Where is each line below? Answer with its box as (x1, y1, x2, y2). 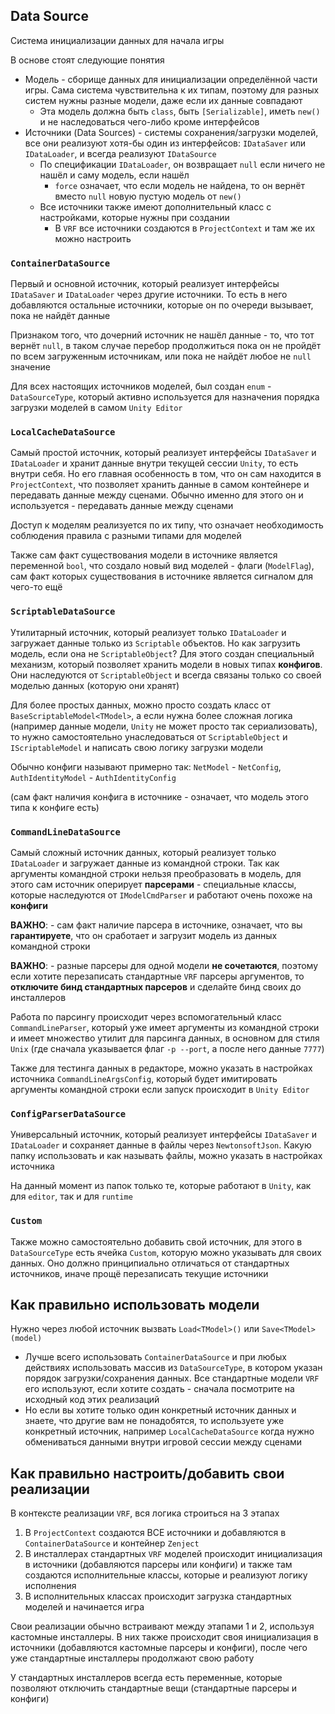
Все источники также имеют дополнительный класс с (39, 200, 272, 213)
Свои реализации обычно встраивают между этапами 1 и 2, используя (10, 1620, 315, 1633)
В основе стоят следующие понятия (10, 54, 165, 66)
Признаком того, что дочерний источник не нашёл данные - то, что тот (10, 329, 315, 341)
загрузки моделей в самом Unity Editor (10, 402, 183, 414)
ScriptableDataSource (10, 606, 116, 618)
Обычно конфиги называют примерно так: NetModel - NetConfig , (10, 760, 282, 773)
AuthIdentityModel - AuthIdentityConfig (10, 771, 177, 783)
